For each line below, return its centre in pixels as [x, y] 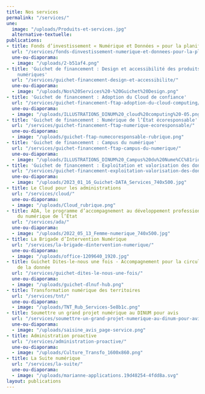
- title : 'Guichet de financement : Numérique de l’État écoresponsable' [102, 120]
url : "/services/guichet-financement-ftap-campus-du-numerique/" [97, 148]
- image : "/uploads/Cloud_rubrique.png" [64, 205]
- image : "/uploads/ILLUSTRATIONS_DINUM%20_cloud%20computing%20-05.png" [107, 114]
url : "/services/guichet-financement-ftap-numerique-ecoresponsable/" [103, 126]
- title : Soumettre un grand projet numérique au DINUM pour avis [92, 313]
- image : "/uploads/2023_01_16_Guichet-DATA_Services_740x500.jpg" [99, 183]
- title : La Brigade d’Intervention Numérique [67, 239]
